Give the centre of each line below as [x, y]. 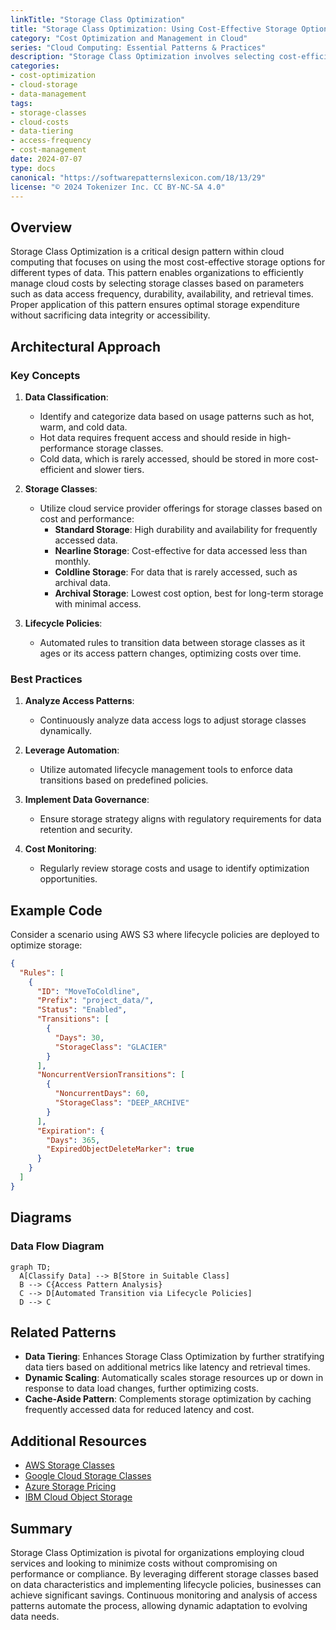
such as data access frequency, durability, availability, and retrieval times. [162, 294]
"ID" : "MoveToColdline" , [88, 991]
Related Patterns [63, 1332]
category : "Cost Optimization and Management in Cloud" [129, 38]
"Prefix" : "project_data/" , [95, 1001]
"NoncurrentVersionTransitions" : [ [111, 1075]
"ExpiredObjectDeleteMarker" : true [120, 1149]
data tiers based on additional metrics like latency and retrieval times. [167, 1367]
